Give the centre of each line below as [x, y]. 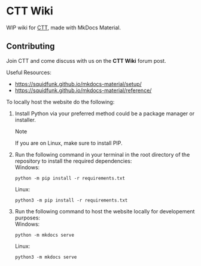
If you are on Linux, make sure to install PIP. [68, 143]
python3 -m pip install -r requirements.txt [71, 200]
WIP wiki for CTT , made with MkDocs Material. [64, 27]
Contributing [31, 46]
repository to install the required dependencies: [73, 161]
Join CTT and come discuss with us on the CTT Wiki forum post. [86, 60]
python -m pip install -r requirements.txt [70, 178]
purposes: [28, 218]
